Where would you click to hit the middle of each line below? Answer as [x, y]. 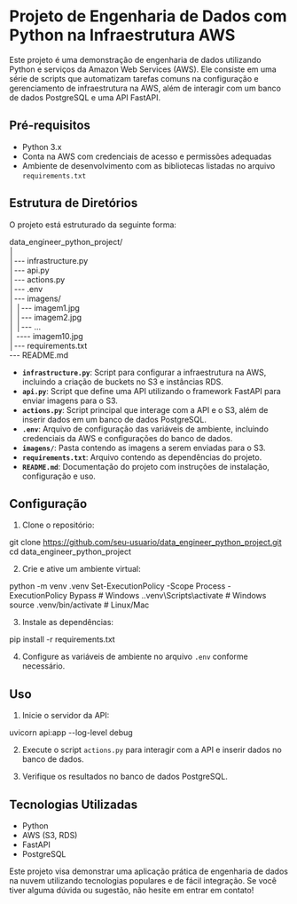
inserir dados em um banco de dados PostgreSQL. [114, 419]
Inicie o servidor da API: [66, 716]
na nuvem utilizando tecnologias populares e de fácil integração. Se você [143, 880]
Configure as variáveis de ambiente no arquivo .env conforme [135, 657]
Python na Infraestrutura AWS [122, 35]
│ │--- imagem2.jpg [46, 317]
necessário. [43, 666]
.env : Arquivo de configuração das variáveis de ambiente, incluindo [145, 429]
